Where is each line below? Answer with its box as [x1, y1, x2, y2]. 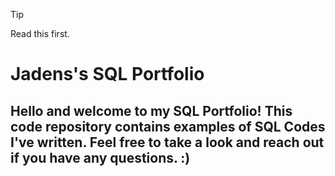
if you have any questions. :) [10, 149, 191, 166]
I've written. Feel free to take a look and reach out [10, 134, 325, 151]
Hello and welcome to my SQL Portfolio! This [10, 102, 293, 119]
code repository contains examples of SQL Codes [10, 118, 326, 135]
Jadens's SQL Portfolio [10, 63, 205, 86]
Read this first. [10, 28, 70, 39]
